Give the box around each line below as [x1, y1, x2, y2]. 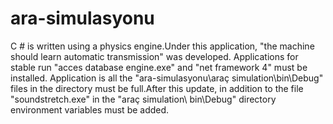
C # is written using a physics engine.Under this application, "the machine [10, 40, 315, 52]
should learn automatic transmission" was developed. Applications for [10, 50, 299, 62]
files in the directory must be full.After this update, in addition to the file [10, 82, 304, 94]
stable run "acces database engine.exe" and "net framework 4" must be [10, 61, 308, 73]
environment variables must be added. [10, 103, 170, 116]
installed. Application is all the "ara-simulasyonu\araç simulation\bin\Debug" [10, 72, 324, 84]
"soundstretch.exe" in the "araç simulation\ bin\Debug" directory [10, 93, 277, 105]
